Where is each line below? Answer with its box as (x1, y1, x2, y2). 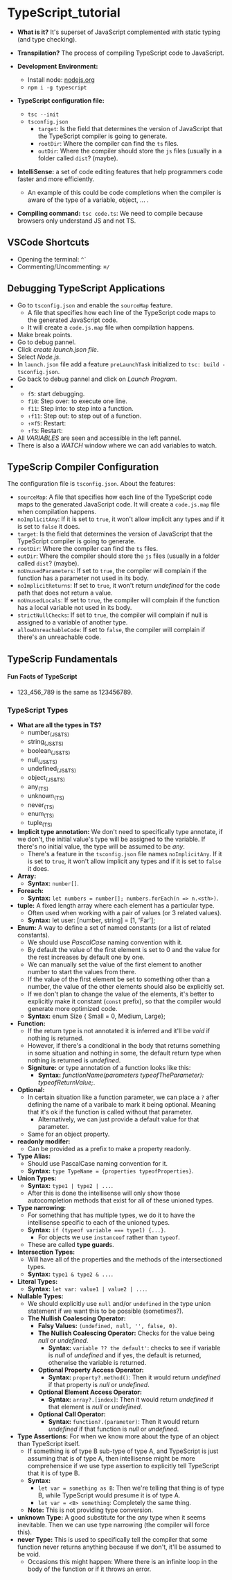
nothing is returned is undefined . (27, 1056, 121, 1064)
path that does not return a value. (17, 588, 113, 597)
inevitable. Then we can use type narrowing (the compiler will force (17, 1521, 210, 1529)
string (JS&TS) (27, 738, 64, 747)
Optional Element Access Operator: (37, 1388, 142, 1396)
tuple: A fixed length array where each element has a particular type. (17, 901, 215, 910)
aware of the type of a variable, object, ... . (27, 196, 149, 204)
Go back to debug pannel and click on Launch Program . (17, 375, 178, 383)
